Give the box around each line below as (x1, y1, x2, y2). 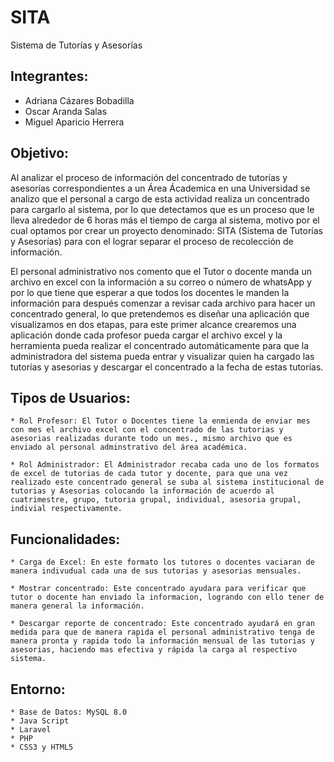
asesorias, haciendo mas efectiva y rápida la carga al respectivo (10, 645, 298, 655)
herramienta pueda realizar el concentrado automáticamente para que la (10, 339, 310, 351)
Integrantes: (10, 68, 89, 85)
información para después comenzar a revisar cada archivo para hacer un (10, 297, 316, 309)
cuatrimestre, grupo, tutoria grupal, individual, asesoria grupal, (10, 495, 302, 505)
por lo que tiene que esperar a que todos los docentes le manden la (10, 286, 290, 298)
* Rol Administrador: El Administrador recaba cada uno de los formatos (10, 460, 320, 470)
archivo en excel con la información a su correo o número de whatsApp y (10, 276, 312, 288)
